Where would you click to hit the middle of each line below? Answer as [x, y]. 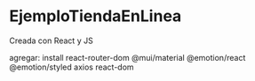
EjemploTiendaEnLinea [96, 16]
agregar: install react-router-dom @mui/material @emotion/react [127, 57]
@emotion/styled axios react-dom [72, 67]
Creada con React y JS [51, 40]
